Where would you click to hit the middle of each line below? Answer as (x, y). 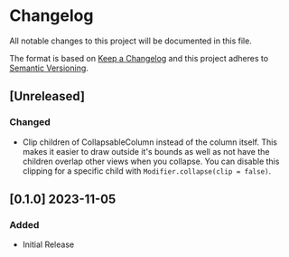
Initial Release (48, 244)
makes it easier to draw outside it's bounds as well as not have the (146, 151)
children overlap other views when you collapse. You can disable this (151, 161)
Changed (30, 122)
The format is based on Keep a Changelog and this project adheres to (139, 58)
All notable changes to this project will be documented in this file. (131, 41)
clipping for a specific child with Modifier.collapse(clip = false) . (147, 171)
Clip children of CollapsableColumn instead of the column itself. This (150, 142)
